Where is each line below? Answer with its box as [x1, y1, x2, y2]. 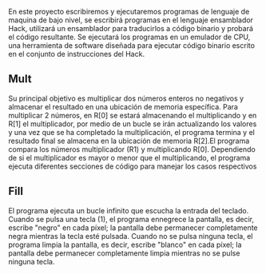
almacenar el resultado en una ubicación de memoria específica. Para [8, 101, 238, 111]
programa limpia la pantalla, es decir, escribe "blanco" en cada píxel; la [8, 240, 242, 249]
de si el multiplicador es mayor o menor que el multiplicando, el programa [8, 153, 251, 162]
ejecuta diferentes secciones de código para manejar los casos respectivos [8, 161, 257, 171]
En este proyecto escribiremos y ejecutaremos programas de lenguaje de [8, 7, 250, 16]
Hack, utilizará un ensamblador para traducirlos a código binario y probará [8, 24, 254, 33]
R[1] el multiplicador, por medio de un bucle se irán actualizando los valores [8, 119, 257, 129]
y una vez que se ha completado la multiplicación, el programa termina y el [8, 127, 256, 137]
